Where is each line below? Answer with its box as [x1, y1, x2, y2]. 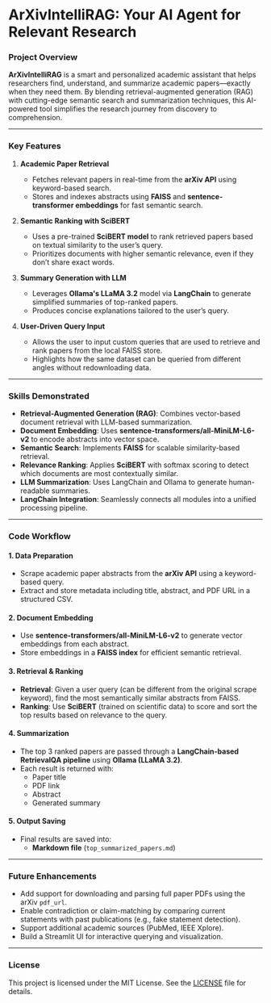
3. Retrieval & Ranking [8, 667, 84, 675]
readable [19, 486, 50, 495]
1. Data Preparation [8, 550, 74, 560]
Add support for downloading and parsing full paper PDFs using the [19, 889, 246, 899]
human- [228, 478, 256, 487]
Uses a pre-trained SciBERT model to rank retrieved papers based [31, 232, 254, 241]
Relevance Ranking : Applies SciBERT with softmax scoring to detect [19, 460, 249, 470]
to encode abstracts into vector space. [31, 434, 160, 445]
